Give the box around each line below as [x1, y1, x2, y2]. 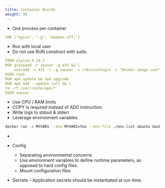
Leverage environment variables [12, 115, 78, 121]
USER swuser [5, 90, 29, 95]
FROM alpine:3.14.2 [5, 58, 45, 63]
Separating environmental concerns [19, 152, 92, 158]
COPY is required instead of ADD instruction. [12, 104, 103, 110]
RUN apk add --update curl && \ [5, 81, 71, 86]
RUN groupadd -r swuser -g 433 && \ [5, 63, 80, 68]
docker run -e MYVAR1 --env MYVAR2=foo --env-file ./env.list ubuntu [5, 124, 151, 129]
